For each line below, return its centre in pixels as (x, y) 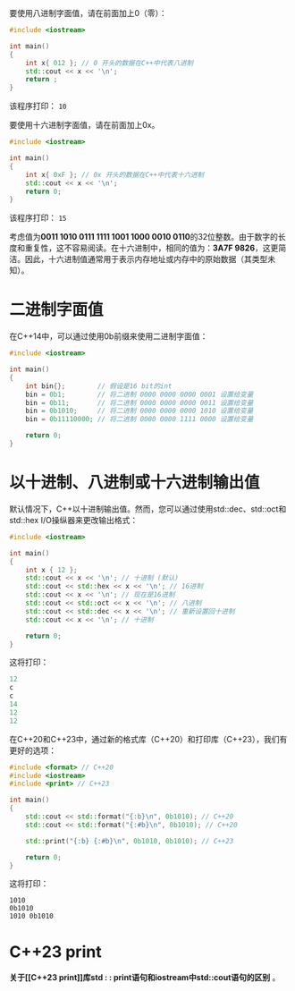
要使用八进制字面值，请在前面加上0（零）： (88, 13)
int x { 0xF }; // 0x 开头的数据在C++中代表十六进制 (114, 174)
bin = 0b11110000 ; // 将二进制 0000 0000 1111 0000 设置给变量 (139, 419)
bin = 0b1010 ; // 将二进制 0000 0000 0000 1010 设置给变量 (139, 411)
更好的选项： (33, 750)
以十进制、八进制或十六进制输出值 (135, 483)
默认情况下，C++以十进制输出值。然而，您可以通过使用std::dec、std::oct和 (148, 509)
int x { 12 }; (51, 570)
